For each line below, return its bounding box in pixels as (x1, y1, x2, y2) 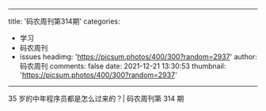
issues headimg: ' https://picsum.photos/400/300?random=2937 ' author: (19, 52, 257, 61)
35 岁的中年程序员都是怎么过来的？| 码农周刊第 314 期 (8, 94, 184, 103)
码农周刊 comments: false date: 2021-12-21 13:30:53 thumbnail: (19, 61, 226, 71)
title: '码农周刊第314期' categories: (8, 17, 120, 26)
